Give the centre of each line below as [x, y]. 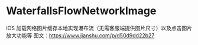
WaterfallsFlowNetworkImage [81, 11]
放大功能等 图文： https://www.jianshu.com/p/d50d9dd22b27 [80, 35]
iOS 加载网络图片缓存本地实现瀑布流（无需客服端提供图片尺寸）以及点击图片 [99, 28]
